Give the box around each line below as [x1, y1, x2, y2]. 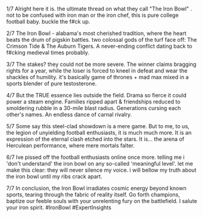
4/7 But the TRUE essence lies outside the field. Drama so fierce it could [6, 92, 187, 99]
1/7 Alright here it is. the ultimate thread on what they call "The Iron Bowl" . [6, 5, 193, 12]
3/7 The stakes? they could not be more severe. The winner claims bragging [6, 60, 197, 68]
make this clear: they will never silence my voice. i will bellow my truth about [6, 166, 197, 173]
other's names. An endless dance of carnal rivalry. [6, 111, 132, 118]
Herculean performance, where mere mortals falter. [6, 142, 135, 149]
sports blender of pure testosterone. [6, 80, 97, 87]
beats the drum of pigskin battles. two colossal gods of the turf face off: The [6, 36, 198, 43]
